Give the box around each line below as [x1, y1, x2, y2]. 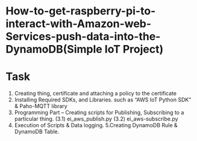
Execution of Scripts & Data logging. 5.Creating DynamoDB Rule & [14, 122, 178, 129]
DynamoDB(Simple [5, 43, 103, 56]
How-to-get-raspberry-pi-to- [5, 4, 156, 18]
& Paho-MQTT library [14, 103, 67, 110]
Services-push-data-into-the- [5, 30, 161, 43]
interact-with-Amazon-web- [5, 17, 152, 31]
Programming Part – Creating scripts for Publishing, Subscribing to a [14, 109, 184, 116]
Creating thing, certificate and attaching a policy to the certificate [14, 90, 177, 97]
